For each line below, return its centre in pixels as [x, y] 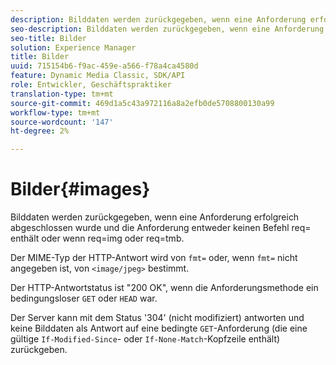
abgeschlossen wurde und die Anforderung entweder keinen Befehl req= [161, 228]
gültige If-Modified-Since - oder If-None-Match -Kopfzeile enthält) [145, 339]
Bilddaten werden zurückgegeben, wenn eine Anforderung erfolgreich [155, 217]
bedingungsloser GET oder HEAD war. [84, 298]
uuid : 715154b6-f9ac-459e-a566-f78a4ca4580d [104, 66]
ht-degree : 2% [40, 131]
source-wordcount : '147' [62, 122]
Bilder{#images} [80, 189]
